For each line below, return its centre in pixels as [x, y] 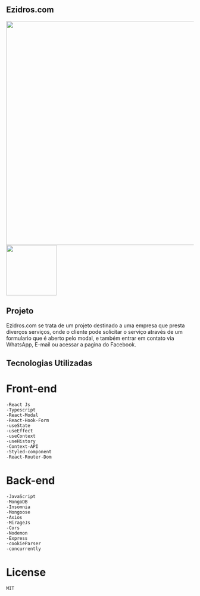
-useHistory [21, 441]
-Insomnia [18, 507]
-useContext [21, 436]
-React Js [18, 405]
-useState [18, 426]
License [26, 572]
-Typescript [21, 410]
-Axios [14, 517]
